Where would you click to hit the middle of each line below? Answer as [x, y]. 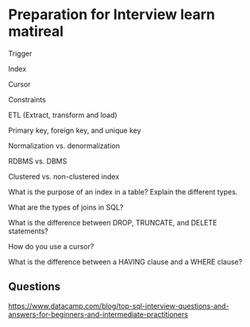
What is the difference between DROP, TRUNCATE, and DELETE [113, 222]
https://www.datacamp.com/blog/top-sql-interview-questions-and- [119, 306]
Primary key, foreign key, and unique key [75, 130]
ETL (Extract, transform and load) [63, 115]
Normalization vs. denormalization [64, 145]
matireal [36, 31]
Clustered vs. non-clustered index [64, 176]
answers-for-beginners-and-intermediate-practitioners [98, 314]
